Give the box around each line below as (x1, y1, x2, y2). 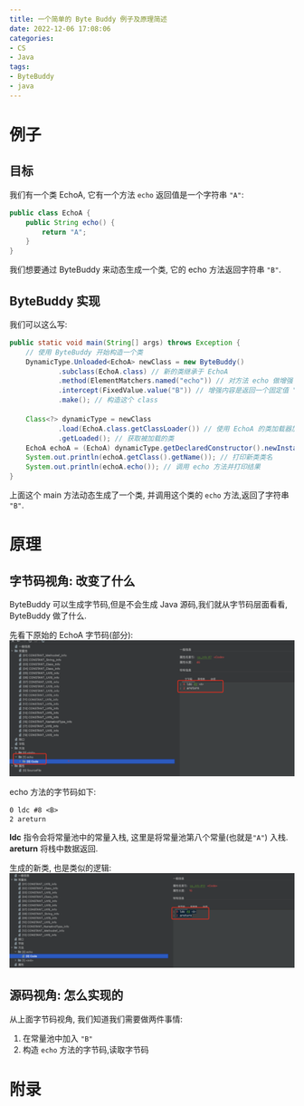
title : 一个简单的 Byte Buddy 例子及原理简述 (9, 15, 167, 24)
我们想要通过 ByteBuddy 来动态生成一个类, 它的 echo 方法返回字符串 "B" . (9, 264, 282, 276)
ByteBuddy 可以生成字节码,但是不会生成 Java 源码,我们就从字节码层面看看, (9, 599, 288, 610)
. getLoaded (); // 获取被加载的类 (57, 433, 175, 443)
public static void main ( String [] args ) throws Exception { (9, 338, 242, 347)
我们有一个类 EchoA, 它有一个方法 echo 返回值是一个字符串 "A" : (9, 189, 244, 199)
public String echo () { (25, 218, 116, 227)
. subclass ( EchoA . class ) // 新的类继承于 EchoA (57, 367, 229, 376)
